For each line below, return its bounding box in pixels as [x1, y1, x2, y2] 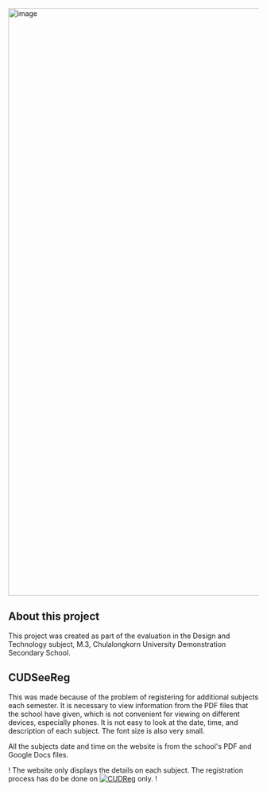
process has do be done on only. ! [8, 773, 157, 783]
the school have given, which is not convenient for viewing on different [8, 709, 240, 719]
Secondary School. [8, 648, 72, 657]
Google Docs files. [8, 750, 69, 759]
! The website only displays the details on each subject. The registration [8, 765, 244, 775]
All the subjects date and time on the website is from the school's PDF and [8, 741, 252, 751]
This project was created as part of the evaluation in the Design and [8, 631, 230, 640]
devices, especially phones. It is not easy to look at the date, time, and [8, 717, 238, 727]
